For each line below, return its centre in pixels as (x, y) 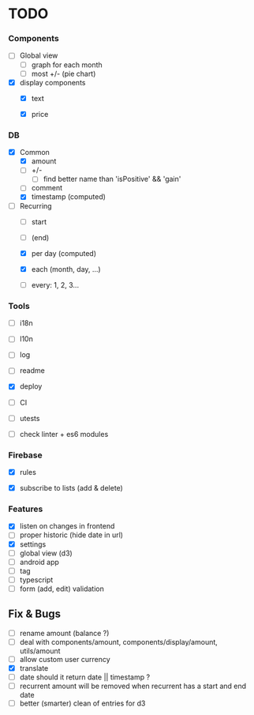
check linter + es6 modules (64, 434)
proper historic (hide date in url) (71, 535)
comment (47, 188)
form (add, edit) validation (62, 589)
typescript (36, 580)
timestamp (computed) (69, 197)
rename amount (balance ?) (64, 633)
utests (30, 418)
